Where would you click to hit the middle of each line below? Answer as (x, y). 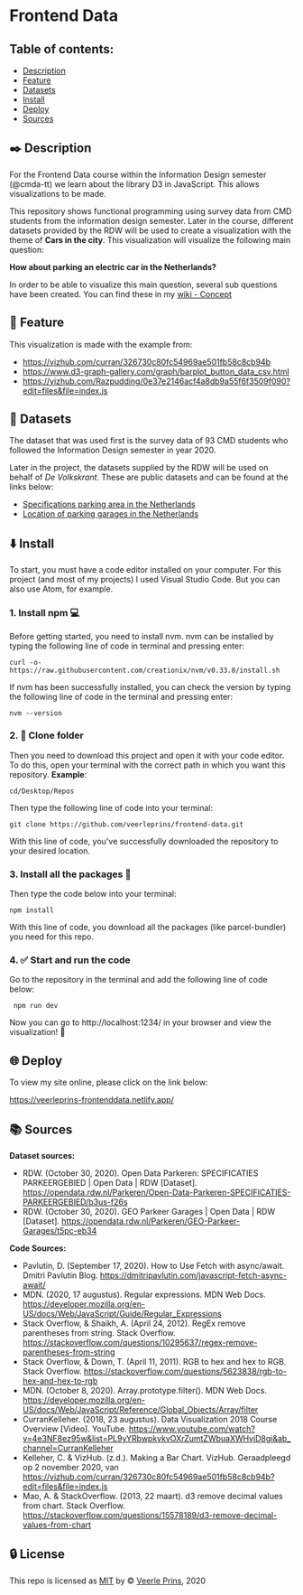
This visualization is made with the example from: (101, 344)
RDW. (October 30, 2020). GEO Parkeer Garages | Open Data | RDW (149, 1212)
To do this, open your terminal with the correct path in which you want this (147, 765)
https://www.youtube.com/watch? (192, 1429)
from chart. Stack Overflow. (74, 1506)
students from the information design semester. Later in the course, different (151, 220)
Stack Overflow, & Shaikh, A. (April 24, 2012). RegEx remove (134, 1323)
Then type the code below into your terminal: (93, 894)
